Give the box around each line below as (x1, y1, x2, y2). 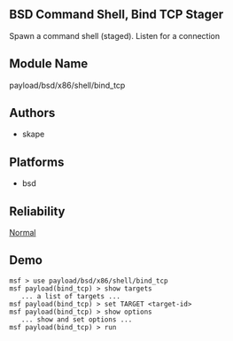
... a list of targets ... (20, 291, 121, 300)
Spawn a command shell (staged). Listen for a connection (9, 30, 220, 41)
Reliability (9, 204, 66, 219)
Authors (9, 105, 56, 120)
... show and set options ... (20, 314, 133, 324)
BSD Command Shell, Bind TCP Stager (9, 7, 224, 22)
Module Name (9, 57, 89, 72)
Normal (9, 228, 36, 238)
